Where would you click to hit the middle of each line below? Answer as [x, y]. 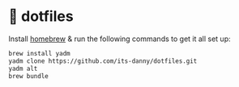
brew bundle [28, 76]
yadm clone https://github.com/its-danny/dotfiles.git [103, 61]
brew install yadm [39, 53]
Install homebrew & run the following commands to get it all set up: [119, 39]
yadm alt [23, 68]
